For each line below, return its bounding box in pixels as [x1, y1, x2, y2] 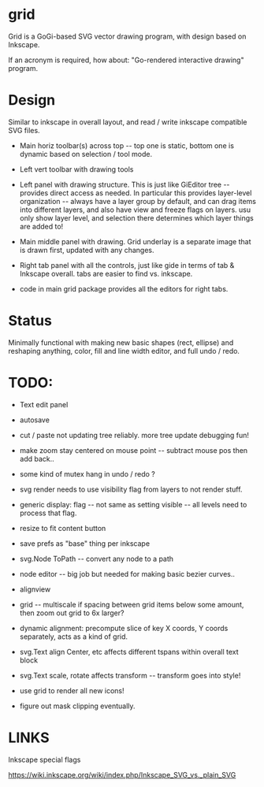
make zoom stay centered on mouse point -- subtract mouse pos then [19, 445, 248, 455]
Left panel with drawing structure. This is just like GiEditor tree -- [19, 180, 230, 189]
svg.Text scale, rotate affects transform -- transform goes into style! [19, 670, 241, 680]
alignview [19, 585, 51, 594]
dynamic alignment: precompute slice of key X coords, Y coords [19, 623, 229, 633]
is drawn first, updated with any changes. [19, 245, 155, 254]
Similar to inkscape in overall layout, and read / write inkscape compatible [8, 117, 247, 127]
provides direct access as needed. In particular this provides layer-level [19, 187, 252, 198]
